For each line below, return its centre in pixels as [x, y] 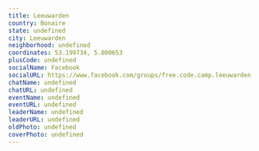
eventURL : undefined [43, 105]
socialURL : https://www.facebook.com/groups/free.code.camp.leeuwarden [129, 75]
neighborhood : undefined [49, 46]
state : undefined [37, 30]
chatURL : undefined [41, 90]
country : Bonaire [37, 23]
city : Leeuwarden [37, 38]
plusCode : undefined [43, 61]
